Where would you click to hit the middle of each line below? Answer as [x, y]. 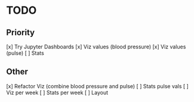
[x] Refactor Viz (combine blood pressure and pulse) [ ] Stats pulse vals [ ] [98, 86]
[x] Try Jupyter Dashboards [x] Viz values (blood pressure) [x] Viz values [96, 47]
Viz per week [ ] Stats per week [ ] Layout [57, 92]
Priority [20, 33]
